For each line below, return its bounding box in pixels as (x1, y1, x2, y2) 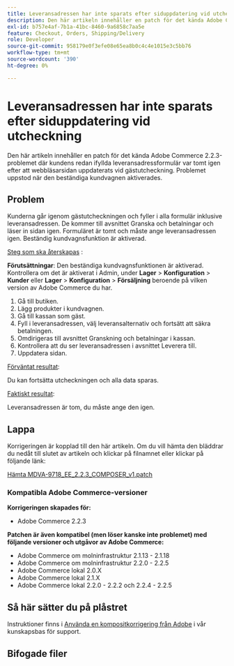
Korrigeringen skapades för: (7, 503, 91, 512)
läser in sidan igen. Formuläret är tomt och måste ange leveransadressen (7, 227, 217, 235)
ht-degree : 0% (7, 62, 49, 69)
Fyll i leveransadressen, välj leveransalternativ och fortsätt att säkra (17, 319, 211, 328)
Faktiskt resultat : (7, 390, 55, 398)
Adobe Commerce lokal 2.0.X (17, 566, 102, 575)
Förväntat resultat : (7, 362, 61, 371)
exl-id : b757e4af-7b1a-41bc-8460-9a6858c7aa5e (7, 23, 145, 30)
